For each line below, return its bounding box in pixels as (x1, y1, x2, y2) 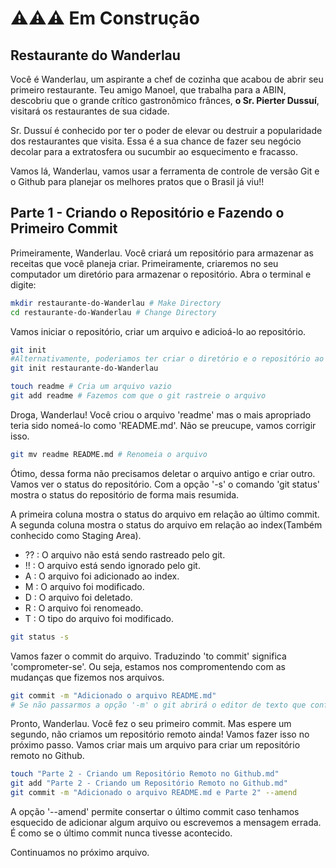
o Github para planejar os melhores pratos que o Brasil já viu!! (10, 176, 265, 187)
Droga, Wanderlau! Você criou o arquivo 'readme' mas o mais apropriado (10, 408, 312, 421)
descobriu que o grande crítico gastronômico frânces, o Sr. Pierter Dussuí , (10, 95, 320, 106)
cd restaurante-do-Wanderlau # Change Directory (10, 307, 217, 317)
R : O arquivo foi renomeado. (24, 602, 144, 614)
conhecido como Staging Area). (10, 529, 142, 541)
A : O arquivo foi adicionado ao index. (24, 570, 180, 582)
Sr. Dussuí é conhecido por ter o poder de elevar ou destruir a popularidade (10, 125, 323, 136)
